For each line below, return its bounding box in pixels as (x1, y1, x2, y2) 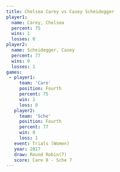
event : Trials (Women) (14, 140, 69, 147)
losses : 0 (11, 36, 35, 42)
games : (6, 69, 22, 75)
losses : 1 (11, 63, 35, 70)
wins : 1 (11, 31, 31, 37)
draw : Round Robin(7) (14, 151, 67, 157)
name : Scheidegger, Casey (11, 47, 75, 53)
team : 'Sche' (19, 113, 51, 119)
